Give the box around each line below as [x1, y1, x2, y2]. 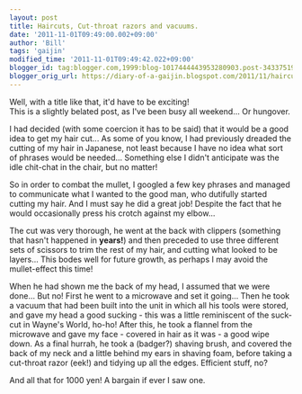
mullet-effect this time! [9, 263, 93, 274]
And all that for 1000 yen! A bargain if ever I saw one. [9, 374, 206, 385]
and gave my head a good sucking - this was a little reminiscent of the [9, 309, 270, 320]
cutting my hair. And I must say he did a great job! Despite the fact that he [9, 198, 282, 209]
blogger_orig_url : [9, 72, 78, 81]
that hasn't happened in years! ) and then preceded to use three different [9, 235, 280, 246]
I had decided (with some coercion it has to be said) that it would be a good [9, 123, 289, 134]
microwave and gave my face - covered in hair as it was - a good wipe [9, 328, 270, 339]
